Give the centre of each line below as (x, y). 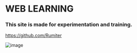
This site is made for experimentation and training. (69, 25)
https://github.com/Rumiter (33, 35)
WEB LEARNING (39, 9)
